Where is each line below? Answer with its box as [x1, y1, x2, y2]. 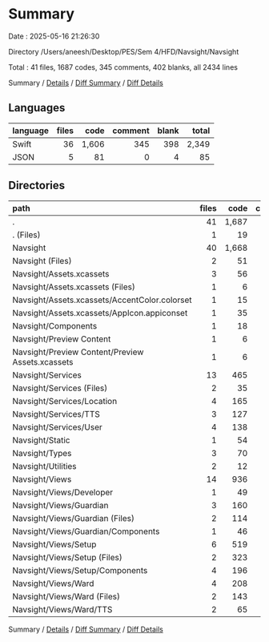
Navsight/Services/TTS [12, 408, 100, 419]
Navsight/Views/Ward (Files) [12, 591, 120, 602]
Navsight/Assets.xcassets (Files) [12, 281, 136, 293]
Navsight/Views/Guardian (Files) [12, 512, 134, 523]
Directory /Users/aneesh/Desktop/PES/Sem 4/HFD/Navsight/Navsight [8, 46, 239, 56]
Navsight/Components [12, 320, 98, 331]
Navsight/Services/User [12, 422, 102, 433]
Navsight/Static [12, 434, 70, 446]
